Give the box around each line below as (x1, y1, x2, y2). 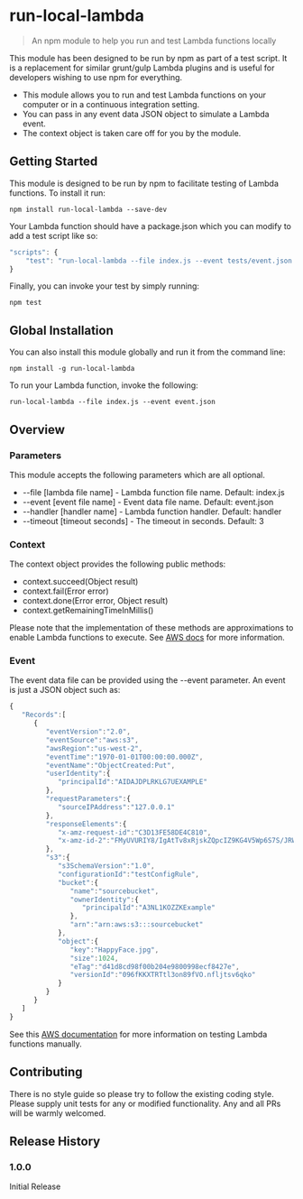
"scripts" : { (9, 247, 59, 257)
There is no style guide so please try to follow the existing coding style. (9, 1088, 274, 1099)
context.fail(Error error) (22, 586, 109, 596)
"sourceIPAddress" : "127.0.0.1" (57, 802, 176, 812)
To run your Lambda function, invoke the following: (9, 380, 198, 391)
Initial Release (9, 1181, 61, 1192)
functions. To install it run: (9, 187, 106, 198)
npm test (9, 299, 42, 308)
